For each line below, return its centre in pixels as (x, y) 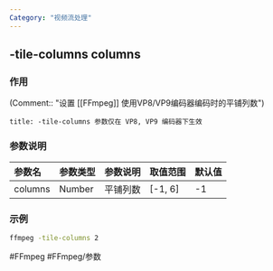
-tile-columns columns (75, 55)
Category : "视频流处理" (51, 18)
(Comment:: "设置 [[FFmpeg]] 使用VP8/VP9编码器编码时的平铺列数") (137, 103)
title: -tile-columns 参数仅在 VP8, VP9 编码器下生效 (106, 122)
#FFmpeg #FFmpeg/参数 (56, 256)
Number (76, 189)
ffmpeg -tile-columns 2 (54, 238)
